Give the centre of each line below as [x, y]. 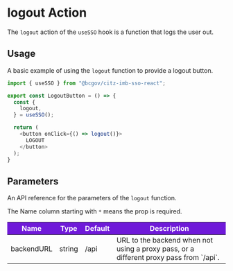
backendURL [32, 249]
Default [97, 229]
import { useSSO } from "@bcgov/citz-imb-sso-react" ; [87, 83]
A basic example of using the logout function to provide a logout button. [110, 70]
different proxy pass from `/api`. [168, 258]
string [69, 249]
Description [169, 229]
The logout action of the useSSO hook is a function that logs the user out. [110, 32]
